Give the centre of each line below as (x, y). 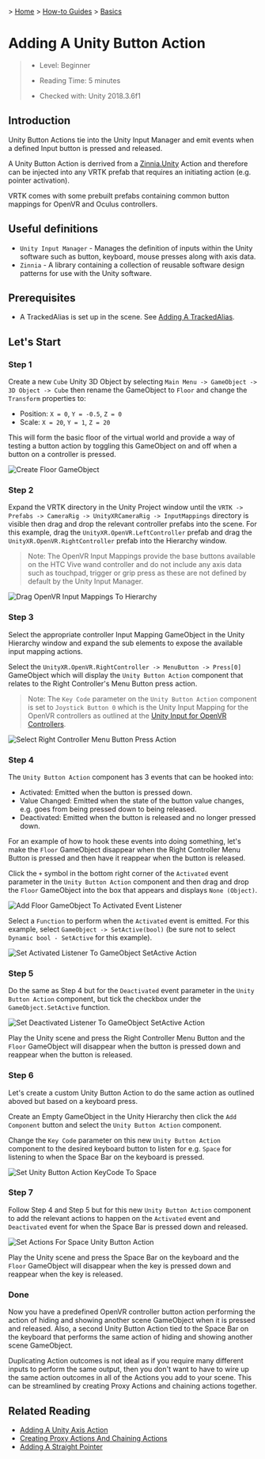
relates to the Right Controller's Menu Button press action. (103, 683)
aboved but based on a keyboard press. (73, 1101)
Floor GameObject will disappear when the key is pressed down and (120, 1265)
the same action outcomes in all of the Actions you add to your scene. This (130, 1378)
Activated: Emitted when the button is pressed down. (106, 792)
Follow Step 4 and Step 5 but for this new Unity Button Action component (130, 1210)
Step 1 (20, 365)
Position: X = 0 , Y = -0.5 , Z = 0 (71, 414)
